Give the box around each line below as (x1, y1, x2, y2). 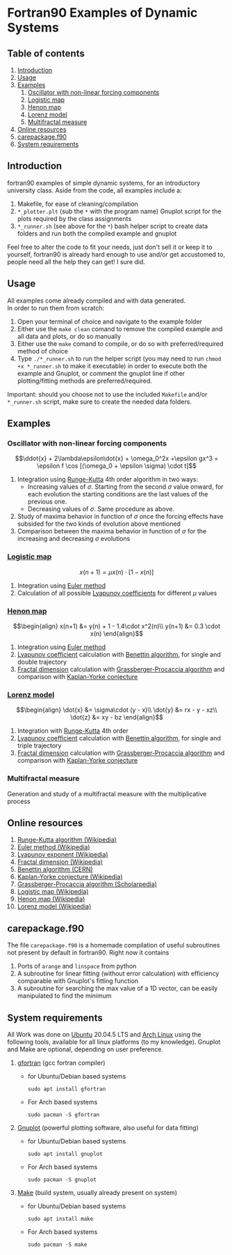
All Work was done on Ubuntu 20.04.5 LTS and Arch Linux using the (7, 1030, 201, 1038)
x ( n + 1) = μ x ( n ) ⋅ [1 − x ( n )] (79, 568, 154, 576)
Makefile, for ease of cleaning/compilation (17, 199, 139, 208)
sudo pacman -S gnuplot (27, 1176, 97, 1183)
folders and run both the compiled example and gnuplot (17, 229, 177, 238)
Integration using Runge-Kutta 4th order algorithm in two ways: (17, 476, 199, 484)
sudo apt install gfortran (27, 1086, 106, 1093)
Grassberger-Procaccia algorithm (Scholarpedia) (17, 880, 158, 888)
